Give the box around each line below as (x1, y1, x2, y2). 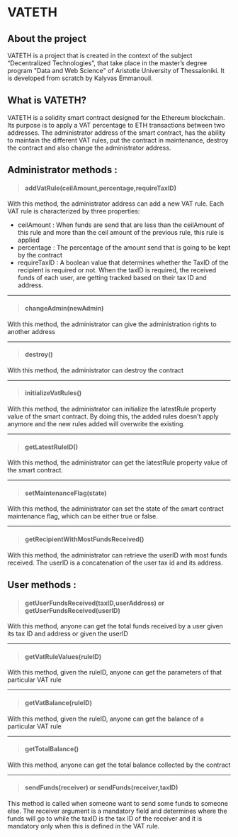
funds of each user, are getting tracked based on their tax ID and (17, 274, 207, 282)
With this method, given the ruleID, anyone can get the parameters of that (7, 668, 222, 677)
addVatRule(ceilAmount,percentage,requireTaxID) (24, 184, 177, 192)
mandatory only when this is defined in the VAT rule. (7, 822, 160, 831)
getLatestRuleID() (24, 443, 79, 451)
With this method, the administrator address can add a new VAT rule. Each (7, 199, 225, 208)
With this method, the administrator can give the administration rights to (7, 320, 217, 328)
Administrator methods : (7, 164, 118, 176)
